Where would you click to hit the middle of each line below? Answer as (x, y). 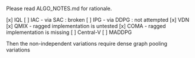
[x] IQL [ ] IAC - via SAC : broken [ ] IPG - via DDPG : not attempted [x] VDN (98, 20)
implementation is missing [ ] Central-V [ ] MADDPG (69, 32)
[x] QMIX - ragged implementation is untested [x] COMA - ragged (86, 26)
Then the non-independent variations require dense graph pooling (87, 44)
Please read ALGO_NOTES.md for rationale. (59, 8)
